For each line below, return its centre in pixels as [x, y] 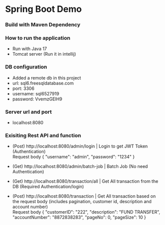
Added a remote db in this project [46, 77]
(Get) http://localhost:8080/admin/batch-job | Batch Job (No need [80, 166]
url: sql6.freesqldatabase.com [43, 83]
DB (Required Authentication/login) [48, 187]
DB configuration [26, 67]
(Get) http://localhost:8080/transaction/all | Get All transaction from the [85, 181]
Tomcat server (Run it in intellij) [44, 54]
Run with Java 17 [30, 49]
